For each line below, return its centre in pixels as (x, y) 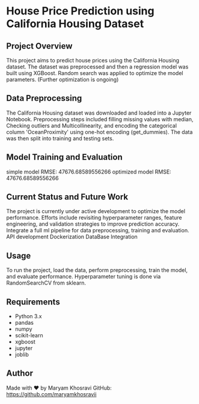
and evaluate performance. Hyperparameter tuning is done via (84, 277)
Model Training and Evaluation (65, 157)
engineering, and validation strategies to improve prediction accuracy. (93, 224)
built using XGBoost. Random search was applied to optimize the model (95, 73)
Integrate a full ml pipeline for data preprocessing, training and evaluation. (98, 231)
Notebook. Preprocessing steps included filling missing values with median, (100, 119)
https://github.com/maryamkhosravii (51, 394)
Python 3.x (28, 316)
